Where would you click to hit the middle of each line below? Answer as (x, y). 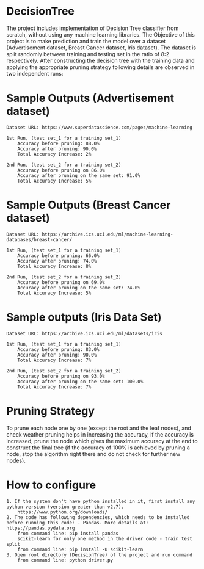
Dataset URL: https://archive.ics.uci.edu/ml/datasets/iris (85, 333)
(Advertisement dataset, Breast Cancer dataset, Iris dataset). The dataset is (101, 48)
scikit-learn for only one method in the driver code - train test (105, 538)
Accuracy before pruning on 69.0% (61, 282)
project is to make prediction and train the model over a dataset (86, 41)
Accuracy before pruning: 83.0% (58, 349)
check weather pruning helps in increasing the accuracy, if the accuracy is (100, 434)
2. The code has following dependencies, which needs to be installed (98, 517)
